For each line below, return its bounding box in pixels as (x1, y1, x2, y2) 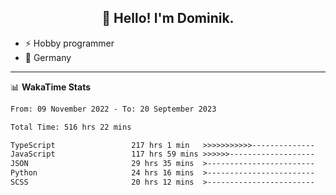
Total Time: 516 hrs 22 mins (10, 122, 132, 132)
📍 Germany (24, 51, 72, 63)
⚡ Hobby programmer (24, 37, 115, 49)
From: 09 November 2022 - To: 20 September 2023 (10, 104, 217, 114)
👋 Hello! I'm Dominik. (101, 10, 235, 27)
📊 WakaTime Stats (10, 81, 92, 93)
